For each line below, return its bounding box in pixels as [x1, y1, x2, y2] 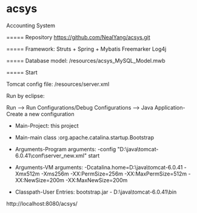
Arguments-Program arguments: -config [15, 145, 116, 152]
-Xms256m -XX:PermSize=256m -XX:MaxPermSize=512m [41, 170, 187, 177]
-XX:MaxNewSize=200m [65, 176, 128, 183]
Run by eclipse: [6, 92, 45, 99]
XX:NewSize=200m [15, 176, 65, 183]
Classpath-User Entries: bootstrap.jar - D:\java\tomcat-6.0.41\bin [15, 188, 177, 195]
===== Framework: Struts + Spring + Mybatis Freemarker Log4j [6, 45, 167, 53]
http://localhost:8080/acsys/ [6, 200, 78, 207]
